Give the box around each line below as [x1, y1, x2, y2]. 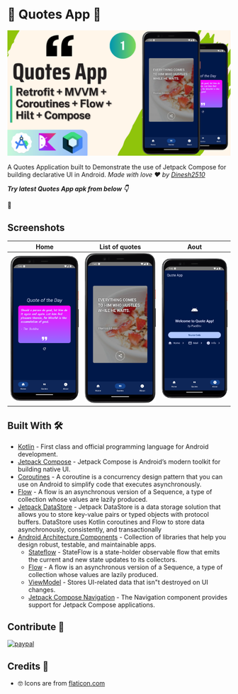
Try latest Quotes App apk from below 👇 [7, 184, 129, 194]
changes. [28, 585, 56, 594]
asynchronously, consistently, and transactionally [17, 525, 161, 534]
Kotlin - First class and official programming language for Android [17, 442, 209, 451]
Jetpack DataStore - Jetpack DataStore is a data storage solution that [17, 503, 221, 511]
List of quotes [98, 242, 142, 251]
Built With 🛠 [7, 420, 64, 432]
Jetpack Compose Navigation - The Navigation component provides [28, 593, 228, 601]
